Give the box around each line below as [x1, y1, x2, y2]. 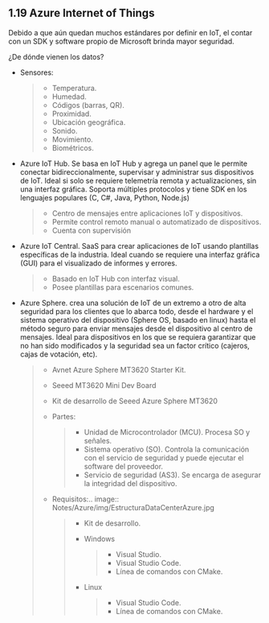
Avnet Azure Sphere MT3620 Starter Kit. [51, 365, 186, 374]
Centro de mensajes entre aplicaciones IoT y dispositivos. [51, 208, 243, 218]
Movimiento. [51, 134, 94, 144]
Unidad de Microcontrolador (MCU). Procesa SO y [84, 427, 251, 437]
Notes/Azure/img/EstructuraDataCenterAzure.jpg [51, 502, 215, 512]
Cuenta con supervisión [51, 225, 131, 235]
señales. [84, 435, 112, 445]
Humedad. [51, 92, 87, 101]
